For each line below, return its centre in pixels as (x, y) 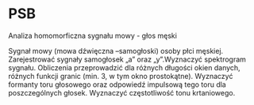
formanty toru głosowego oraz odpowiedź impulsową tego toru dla (117, 84)
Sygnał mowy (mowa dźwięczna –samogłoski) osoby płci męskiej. (116, 51)
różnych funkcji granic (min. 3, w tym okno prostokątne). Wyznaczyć (121, 76)
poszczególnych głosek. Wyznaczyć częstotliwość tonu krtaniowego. (122, 92)
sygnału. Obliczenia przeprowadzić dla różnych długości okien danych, (124, 67)
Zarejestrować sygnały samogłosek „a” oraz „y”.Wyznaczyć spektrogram (127, 59)
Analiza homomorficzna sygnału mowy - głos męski (92, 36)
